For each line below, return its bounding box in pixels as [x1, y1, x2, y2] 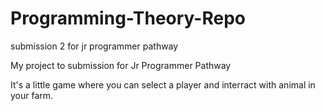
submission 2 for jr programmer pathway [10, 40, 179, 52]
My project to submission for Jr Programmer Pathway [10, 59, 232, 71]
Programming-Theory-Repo [10, 7, 246, 30]
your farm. [10, 89, 54, 101]
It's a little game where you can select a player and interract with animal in [10, 78, 316, 91]
